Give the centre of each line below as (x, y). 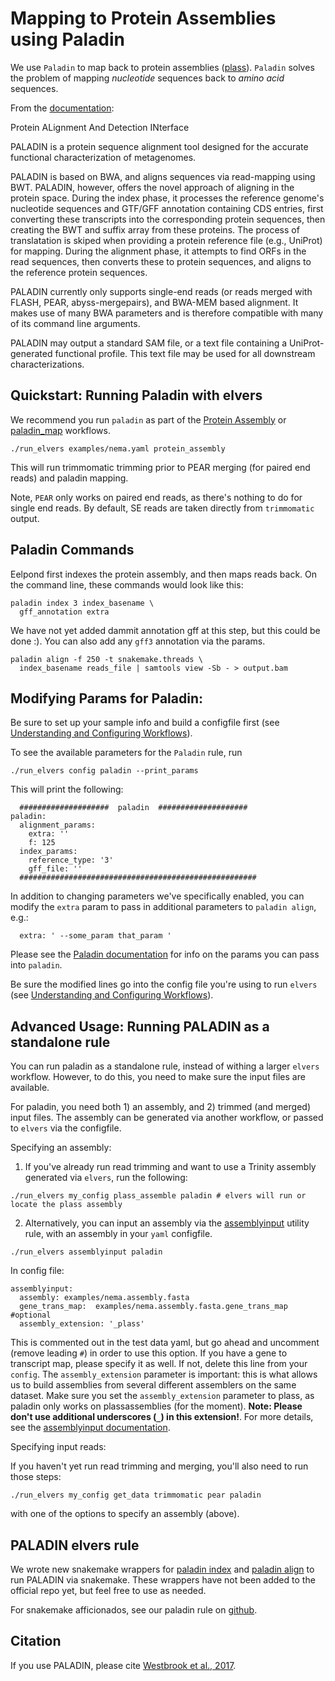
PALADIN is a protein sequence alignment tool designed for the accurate (159, 146)
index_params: (48, 852)
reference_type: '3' (71, 860)
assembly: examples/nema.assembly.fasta (104, 1298)
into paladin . (36, 965)
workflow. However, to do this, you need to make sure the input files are (158, 1077)
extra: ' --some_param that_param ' (95, 936)
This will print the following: (67, 789)
